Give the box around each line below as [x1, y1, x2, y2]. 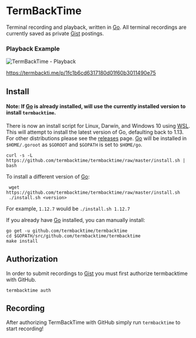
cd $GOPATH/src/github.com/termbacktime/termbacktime [6, 233, 141, 239]
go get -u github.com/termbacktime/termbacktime [6, 228, 128, 234]
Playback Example [6, 44, 60, 52]
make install [6, 238, 38, 244]
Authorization [6, 254, 58, 264]
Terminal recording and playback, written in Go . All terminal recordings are [6, 24, 187, 31]
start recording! [6, 325, 44, 332]
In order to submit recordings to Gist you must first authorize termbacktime [6, 270, 188, 277]
